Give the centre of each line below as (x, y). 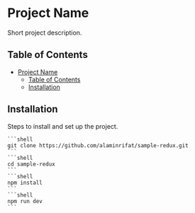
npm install (25, 183)
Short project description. (45, 33)
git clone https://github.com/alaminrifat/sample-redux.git (98, 145)
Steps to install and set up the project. (63, 126)
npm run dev (25, 201)
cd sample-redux (31, 164)
